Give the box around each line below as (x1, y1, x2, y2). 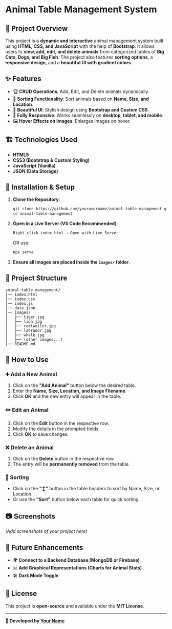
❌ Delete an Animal (5, 443, 54, 451)
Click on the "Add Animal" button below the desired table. (12, 382, 137, 388)
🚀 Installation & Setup (5, 183, 75, 192)
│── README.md (5, 341, 36, 346)
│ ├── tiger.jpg (5, 314, 45, 320)
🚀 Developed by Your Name (5, 618, 65, 624)
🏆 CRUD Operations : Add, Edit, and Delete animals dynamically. (12, 88, 149, 95)
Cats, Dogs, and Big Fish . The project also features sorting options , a (5, 54, 153, 60)
